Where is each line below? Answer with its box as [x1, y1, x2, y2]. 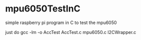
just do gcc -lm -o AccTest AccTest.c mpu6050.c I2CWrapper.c [5, 29, 136, 35]
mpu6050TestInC [5, 3, 81, 14]
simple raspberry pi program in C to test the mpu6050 [5, 19, 117, 25]
